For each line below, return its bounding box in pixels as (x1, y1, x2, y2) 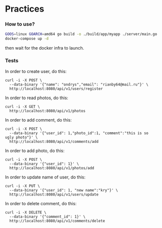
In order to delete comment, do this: (5, 200, 77, 206)
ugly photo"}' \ (5, 135, 38, 140)
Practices (5, 3, 45, 15)
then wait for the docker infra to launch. (5, 45, 84, 51)
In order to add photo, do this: (5, 147, 65, 154)
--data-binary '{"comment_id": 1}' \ (9, 214, 86, 219)
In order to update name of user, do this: (5, 174, 86, 180)
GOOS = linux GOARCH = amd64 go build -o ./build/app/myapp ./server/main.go (5, 32, 158, 37)
